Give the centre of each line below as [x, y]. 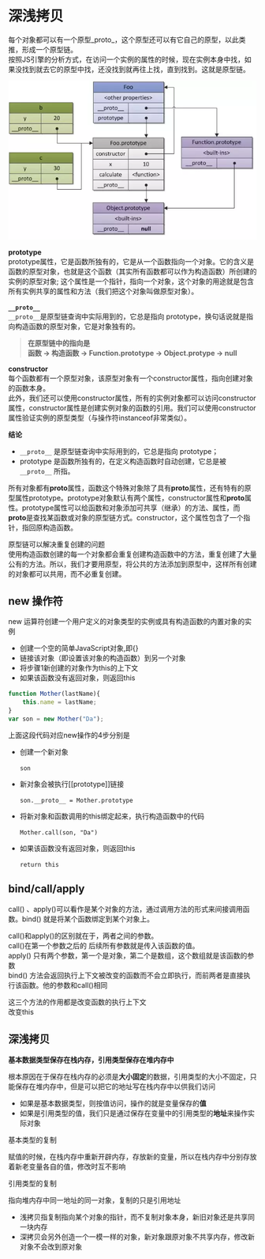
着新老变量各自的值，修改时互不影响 [67, 1166]
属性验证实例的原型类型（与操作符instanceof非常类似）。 [100, 418]
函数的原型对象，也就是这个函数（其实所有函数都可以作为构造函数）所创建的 [132, 271]
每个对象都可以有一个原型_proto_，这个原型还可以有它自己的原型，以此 [123, 40]
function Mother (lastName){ [54, 694]
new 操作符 [36, 601]
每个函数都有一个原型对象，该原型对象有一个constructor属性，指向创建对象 [131, 378]
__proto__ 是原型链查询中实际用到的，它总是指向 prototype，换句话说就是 [127, 316]
